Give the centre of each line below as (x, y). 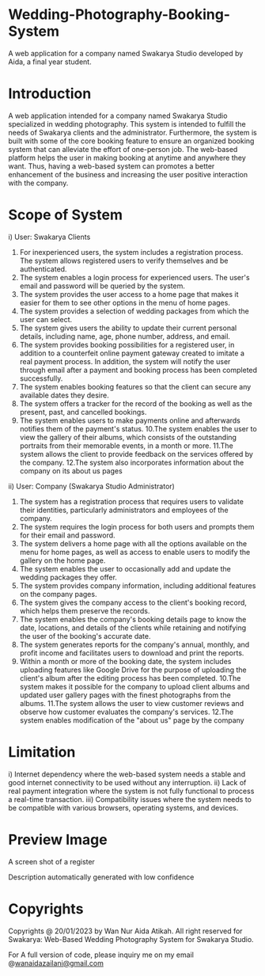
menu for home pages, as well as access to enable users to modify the (135, 552)
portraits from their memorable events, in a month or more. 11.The (126, 446)
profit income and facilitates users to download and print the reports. (132, 653)
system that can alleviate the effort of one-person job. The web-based (123, 149)
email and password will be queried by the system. (102, 286)
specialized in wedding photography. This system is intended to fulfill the (127, 123)
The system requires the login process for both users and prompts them (137, 526)
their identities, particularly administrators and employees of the (124, 510)
